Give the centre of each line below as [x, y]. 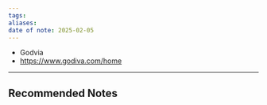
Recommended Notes [63, 93]
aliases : [23, 23]
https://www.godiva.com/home [71, 61]
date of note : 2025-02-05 [51, 30]
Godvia [31, 53]
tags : [17, 15]
